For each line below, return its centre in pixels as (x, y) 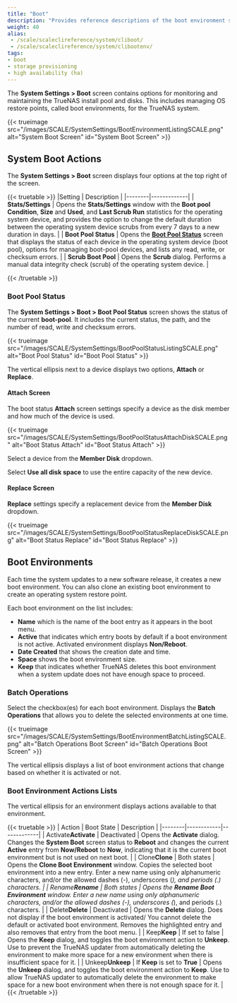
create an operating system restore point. (68, 594)
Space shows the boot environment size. (77, 659)
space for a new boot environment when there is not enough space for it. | (115, 985)
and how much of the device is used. (61, 416)
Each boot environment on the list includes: (70, 608)
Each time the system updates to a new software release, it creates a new (115, 579)
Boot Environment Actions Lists (62, 791)
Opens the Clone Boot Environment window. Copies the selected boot (110, 865)
